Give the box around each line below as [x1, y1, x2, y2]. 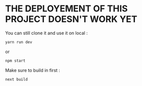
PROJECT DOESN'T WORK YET [5, 13, 137, 25]
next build [5, 77, 28, 82]
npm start [5, 58, 26, 63]
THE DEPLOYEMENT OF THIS [5, 3, 128, 14]
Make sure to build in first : [5, 67, 60, 73]
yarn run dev [5, 39, 32, 45]
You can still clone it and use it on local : [5, 30, 88, 36]
